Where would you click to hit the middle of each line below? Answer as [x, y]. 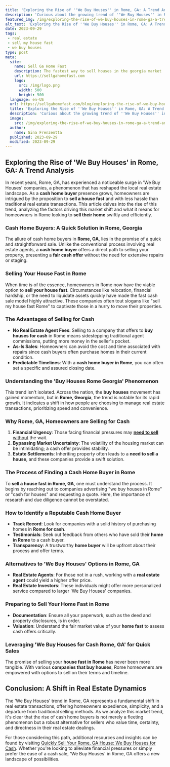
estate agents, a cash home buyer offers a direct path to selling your [77, 250]
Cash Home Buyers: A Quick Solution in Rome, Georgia [74, 227]
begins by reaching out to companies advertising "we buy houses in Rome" [84, 489]
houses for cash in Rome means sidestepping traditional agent [78, 335]
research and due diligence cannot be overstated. [57, 500]
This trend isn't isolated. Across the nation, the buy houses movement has [83, 392]
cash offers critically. [34, 631]
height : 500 [31, 95]
